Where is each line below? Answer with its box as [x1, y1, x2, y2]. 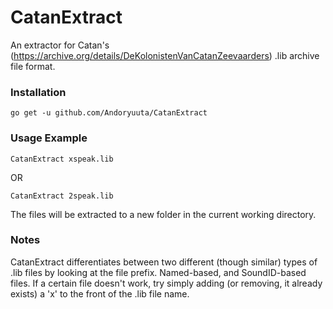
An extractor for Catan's [10, 39, 110, 51]
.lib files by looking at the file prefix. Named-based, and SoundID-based [10, 266, 307, 278]
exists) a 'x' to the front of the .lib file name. [10, 287, 190, 300]
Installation [10, 85, 67, 99]
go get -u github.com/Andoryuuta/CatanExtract [10, 108, 208, 118]
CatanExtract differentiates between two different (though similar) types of [10, 256, 318, 268]
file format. [10, 60, 56, 72]
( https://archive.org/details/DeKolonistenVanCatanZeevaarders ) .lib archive [10, 49, 320, 61]
